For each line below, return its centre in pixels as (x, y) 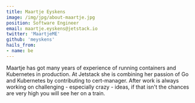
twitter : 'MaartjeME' (33, 34)
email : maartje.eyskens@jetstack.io (52, 28)
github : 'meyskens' (31, 40)
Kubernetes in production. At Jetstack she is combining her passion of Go (97, 74)
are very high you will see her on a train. (56, 93)
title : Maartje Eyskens (36, 12)
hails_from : (21, 46)
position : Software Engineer (43, 23)
